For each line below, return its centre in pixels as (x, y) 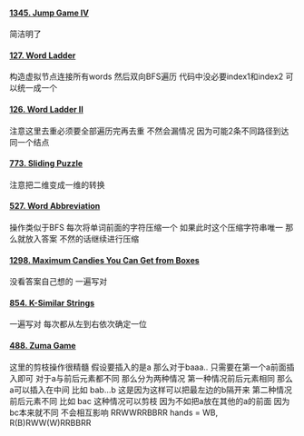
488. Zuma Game (43, 346)
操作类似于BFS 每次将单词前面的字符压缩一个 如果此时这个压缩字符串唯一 (147, 228)
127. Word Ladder (43, 55)
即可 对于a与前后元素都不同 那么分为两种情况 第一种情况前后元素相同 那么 (155, 378)
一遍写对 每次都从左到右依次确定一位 (78, 324)
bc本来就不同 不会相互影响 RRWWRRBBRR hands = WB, (114, 412)
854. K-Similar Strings (52, 302)
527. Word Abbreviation (55, 206)
